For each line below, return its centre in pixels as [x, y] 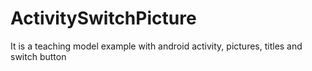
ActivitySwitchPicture [103, 18]
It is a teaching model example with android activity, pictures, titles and [156, 46]
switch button [38, 56]
